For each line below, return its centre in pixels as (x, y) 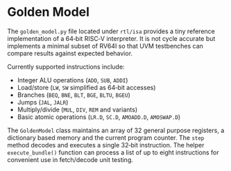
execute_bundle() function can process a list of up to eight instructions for (113, 152)
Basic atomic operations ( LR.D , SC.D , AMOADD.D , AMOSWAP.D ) (99, 117)
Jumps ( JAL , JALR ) (43, 102)
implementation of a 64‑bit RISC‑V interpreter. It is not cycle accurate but (111, 38)
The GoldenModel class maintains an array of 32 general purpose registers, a (116, 130)
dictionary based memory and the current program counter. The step (106, 137)
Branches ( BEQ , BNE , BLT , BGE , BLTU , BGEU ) (74, 95)
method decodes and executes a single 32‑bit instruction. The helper (106, 145)
